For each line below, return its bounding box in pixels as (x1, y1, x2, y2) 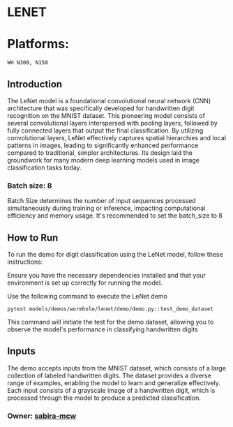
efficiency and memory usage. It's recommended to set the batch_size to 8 (7, 211, 223, 220)
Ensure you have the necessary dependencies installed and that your (7, 271, 206, 280)
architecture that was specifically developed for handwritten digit (7, 104, 195, 112)
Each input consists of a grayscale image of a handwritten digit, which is (7, 386, 216, 394)
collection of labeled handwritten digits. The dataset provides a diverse (7, 371, 211, 380)
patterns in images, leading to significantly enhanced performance (7, 141, 199, 149)
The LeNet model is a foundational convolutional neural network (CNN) (7, 96, 211, 105)
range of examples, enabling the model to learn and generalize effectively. (7, 378, 221, 387)
